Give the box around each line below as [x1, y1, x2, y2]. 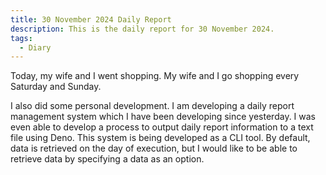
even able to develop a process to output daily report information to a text [10, 121, 314, 133]
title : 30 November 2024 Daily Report [10, 14, 172, 25]
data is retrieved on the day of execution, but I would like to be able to [10, 142, 298, 155]
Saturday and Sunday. [10, 81, 102, 93]
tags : [10, 33, 33, 43]
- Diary [19, 42, 52, 53]
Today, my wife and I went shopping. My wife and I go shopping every [10, 70, 300, 82]
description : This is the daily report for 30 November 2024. [10, 24, 275, 34]
